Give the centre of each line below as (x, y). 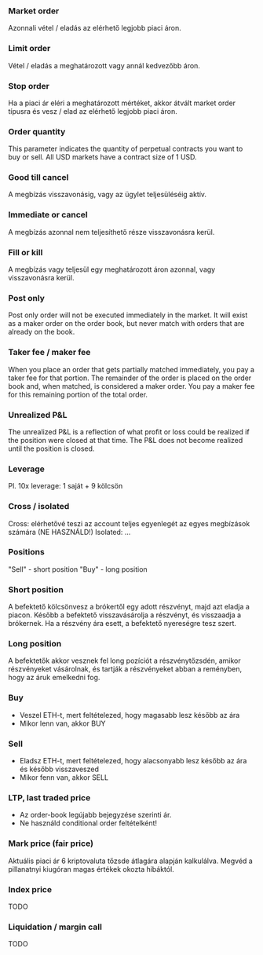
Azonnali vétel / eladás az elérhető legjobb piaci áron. (95, 28)
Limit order (29, 49)
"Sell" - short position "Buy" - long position (78, 569)
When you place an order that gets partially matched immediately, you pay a (131, 369)
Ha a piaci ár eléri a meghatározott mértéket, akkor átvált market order (122, 103)
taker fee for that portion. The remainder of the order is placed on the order (130, 378)
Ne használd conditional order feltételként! (88, 823)
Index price (30, 889)
